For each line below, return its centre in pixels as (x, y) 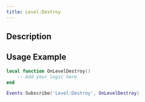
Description (29, 37)
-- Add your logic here (47, 76)
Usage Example (36, 57)
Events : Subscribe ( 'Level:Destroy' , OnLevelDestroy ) (73, 93)
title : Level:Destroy (34, 12)
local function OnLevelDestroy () (49, 71)
